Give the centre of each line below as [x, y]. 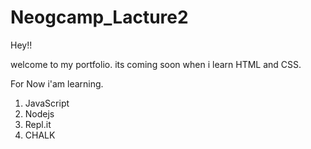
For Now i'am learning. [57, 83]
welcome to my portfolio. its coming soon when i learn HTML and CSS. [156, 64]
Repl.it [38, 124]
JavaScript [47, 103]
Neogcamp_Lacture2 [99, 17]
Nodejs [39, 113]
